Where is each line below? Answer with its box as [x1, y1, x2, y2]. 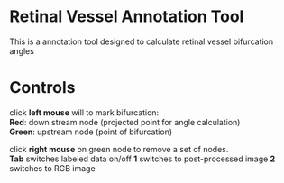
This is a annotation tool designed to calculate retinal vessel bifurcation [9, 36, 274, 47]
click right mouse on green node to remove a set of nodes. [9, 143, 229, 154]
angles [9, 45, 34, 56]
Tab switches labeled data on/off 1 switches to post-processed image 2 [9, 153, 276, 164]
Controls [9, 78, 76, 98]
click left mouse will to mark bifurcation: [9, 106, 160, 118]
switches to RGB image [9, 162, 96, 173]
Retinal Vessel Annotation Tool [9, 6, 244, 27]
